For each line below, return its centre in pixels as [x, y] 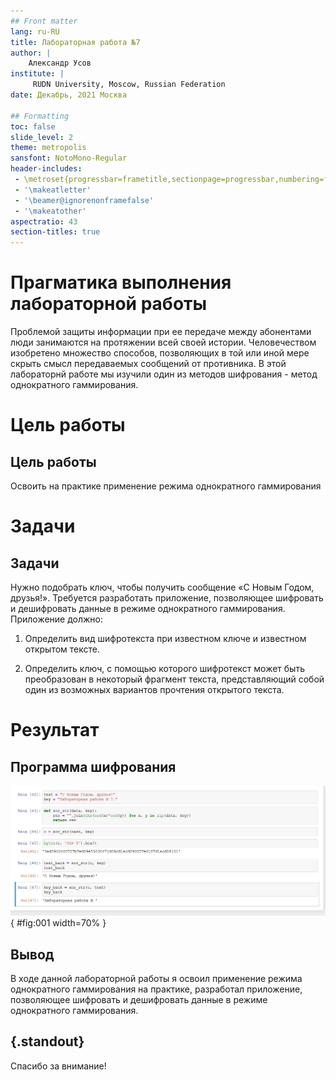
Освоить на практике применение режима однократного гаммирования [166, 486]
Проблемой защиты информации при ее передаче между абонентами [161, 332]
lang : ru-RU [35, 31]
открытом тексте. [62, 649]
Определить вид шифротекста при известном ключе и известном [165, 639]
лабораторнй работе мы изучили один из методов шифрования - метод [164, 374]
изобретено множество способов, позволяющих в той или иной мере [160, 353]
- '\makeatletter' [53, 190]
